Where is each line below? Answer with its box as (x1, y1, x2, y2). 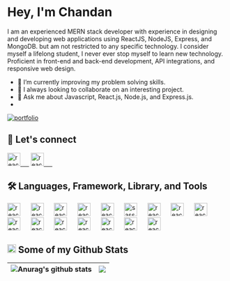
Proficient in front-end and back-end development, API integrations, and (7, 56, 215, 65)
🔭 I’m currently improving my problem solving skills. (17, 77, 166, 86)
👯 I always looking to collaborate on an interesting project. (17, 85, 185, 93)
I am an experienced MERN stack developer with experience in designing (7, 27, 217, 36)
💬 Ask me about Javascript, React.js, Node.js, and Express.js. (17, 92, 194, 101)
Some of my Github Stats (17, 243, 129, 255)
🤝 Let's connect (7, 134, 77, 146)
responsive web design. (7, 64, 76, 73)
